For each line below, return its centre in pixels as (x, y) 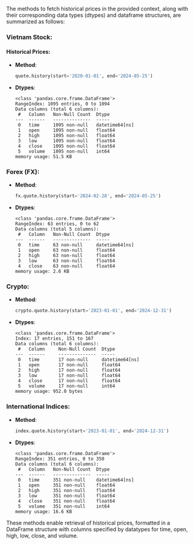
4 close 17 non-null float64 (69, 381)
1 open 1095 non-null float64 (67, 130)
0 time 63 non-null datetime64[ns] (76, 245)
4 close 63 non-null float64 (67, 266)
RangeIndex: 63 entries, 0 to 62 (57, 224)
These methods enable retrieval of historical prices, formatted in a (88, 523)
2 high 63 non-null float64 (67, 256)
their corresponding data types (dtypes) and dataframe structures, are (94, 15)
